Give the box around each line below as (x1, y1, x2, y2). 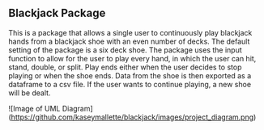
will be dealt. (8, 88, 51, 98)
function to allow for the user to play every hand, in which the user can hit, (8, 53, 257, 63)
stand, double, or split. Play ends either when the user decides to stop (8, 62, 242, 72)
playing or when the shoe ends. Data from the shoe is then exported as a (8, 70, 252, 80)
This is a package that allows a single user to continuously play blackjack (8, 27, 253, 37)
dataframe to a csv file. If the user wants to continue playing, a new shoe (8, 79, 252, 89)
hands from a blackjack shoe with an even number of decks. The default (8, 36, 250, 46)
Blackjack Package (8, 6, 106, 20)
